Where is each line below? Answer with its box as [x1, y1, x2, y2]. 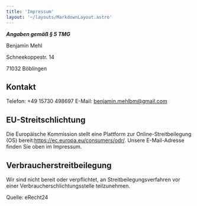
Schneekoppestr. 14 [6, 53, 54, 60]
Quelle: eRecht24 [6, 194, 49, 201]
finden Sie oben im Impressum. [6, 143, 82, 150]
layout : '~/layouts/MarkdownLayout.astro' [6, 14, 112, 20]
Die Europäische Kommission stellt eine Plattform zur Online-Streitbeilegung [6, 131, 192, 138]
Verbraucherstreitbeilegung [6, 160, 112, 170]
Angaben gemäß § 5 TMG [6, 30, 71, 37]
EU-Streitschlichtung [6, 115, 86, 125]
